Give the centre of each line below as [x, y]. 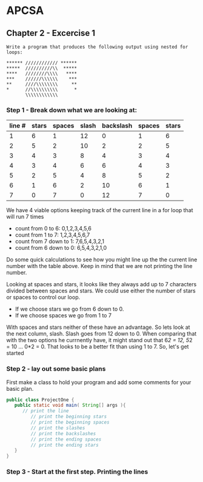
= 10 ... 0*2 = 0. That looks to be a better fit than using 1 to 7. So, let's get [98, 346]
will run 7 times [25, 217]
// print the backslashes [63, 433]
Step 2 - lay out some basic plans [56, 369]
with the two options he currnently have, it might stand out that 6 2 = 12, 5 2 [99, 340]
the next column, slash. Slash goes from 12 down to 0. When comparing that [101, 334]
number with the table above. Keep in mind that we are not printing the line [99, 266]
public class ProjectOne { [40, 400]
